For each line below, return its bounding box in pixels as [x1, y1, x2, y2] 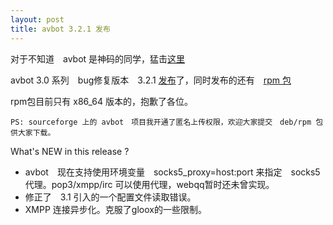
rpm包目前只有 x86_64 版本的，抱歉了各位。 [10, 95, 194, 107]
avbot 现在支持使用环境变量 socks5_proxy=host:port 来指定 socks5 [24, 166, 321, 178]
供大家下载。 [10, 127, 56, 138]
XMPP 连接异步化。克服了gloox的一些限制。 [24, 203, 207, 215]
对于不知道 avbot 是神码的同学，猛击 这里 [10, 52, 186, 65]
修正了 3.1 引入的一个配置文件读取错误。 [24, 191, 197, 203]
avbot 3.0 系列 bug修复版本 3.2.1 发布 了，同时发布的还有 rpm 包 [10, 74, 292, 86]
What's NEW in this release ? [10, 145, 130, 157]
